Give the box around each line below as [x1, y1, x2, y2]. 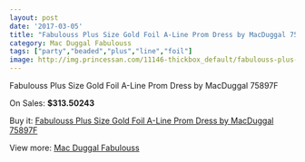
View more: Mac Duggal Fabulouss [9, 142, 140, 153]
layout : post [9, 13, 59, 23]
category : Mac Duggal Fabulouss [9, 38, 132, 48]
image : [9, 55, 34, 64]
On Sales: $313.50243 [9, 98, 95, 109]
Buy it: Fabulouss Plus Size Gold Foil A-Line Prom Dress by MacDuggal [9, 115, 274, 126]
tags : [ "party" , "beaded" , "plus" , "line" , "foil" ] [9, 47, 193, 56]
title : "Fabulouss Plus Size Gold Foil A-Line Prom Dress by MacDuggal [9, 30, 286, 39]
